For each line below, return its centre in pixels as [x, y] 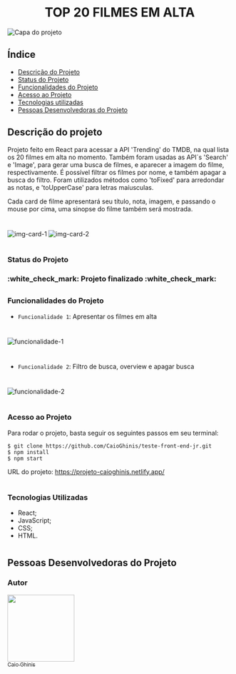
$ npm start [25, 458]
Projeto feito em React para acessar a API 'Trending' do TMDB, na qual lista [118, 149]
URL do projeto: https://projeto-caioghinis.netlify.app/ [86, 471]
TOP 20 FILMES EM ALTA [120, 12]
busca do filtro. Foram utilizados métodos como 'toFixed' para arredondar [116, 180]
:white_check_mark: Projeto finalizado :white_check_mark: [112, 278]
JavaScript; [35, 520]
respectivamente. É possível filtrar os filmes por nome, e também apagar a [117, 172]
